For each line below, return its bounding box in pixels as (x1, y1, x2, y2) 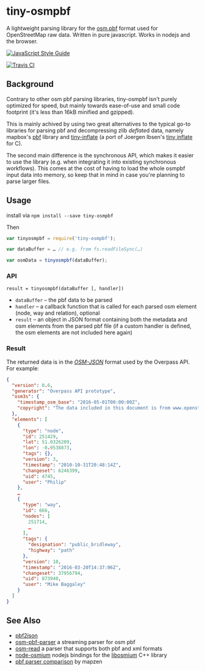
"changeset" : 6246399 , (22, 467, 81, 474)
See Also (6, 615, 41, 626)
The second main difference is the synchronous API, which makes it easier (6, 151, 194, 159)
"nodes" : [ (22, 513, 51, 519)
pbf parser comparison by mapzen (15, 658, 103, 665)
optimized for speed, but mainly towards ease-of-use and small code (6, 102, 180, 109)
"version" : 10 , (22, 558, 62, 564)
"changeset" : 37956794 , (22, 570, 84, 576)
